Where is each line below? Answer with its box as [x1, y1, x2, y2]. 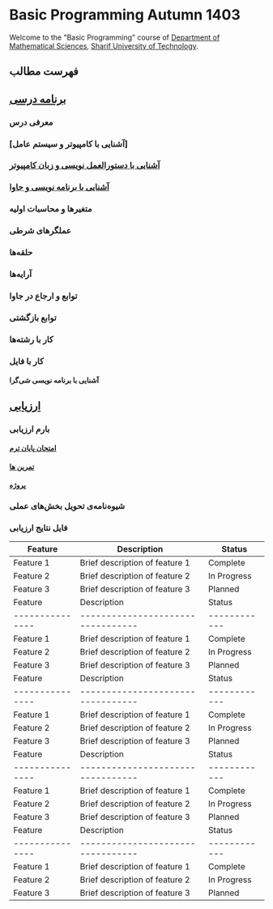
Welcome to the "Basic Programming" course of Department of [9, 32, 220, 42]
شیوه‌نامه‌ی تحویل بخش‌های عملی [9, 501, 126, 512]
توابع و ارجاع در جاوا [9, 290, 78, 301]
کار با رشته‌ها [9, 334, 53, 345]
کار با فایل [9, 355, 44, 366]
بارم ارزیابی [9, 423, 50, 434]
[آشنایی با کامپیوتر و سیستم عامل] [9, 138, 128, 149]
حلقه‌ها [9, 247, 33, 258]
